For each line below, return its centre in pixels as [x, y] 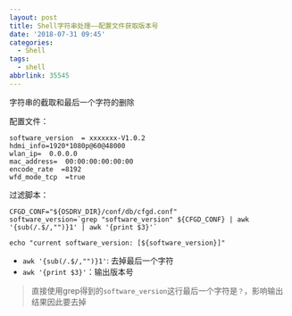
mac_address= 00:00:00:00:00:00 [71, 162]
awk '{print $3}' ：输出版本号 [78, 271]
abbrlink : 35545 [39, 76]
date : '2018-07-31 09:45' [57, 34]
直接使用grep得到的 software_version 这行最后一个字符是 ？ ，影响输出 [157, 290]
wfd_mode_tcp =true [48, 177]
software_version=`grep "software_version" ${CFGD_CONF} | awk [129, 220]
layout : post [33, 17]
